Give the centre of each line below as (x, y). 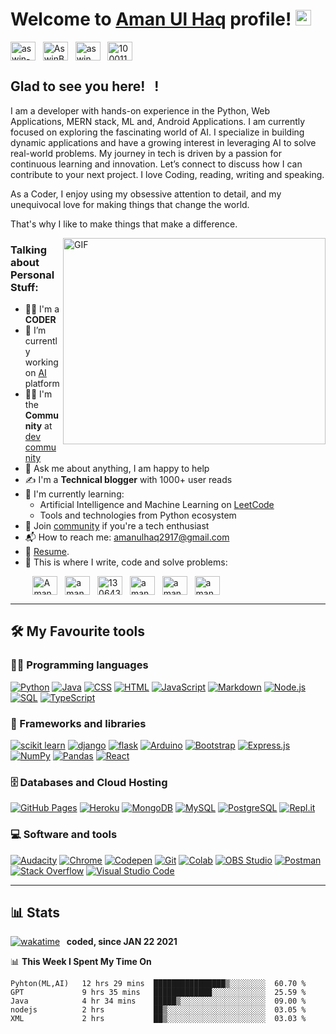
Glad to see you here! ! (85, 86)
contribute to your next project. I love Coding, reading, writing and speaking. (167, 174)
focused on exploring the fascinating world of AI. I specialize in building (157, 132)
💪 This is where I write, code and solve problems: (126, 562)
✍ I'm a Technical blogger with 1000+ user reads (128, 480)
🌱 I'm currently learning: (74, 494)
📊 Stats (35, 913)
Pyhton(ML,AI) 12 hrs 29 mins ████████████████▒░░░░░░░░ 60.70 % (158, 984)
